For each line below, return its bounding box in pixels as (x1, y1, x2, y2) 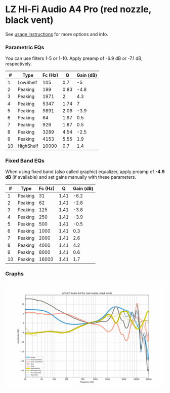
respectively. (5, 61, 32, 67)
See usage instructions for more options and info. (5, 31, 109, 37)
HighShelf (17, 143, 38, 149)
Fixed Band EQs (5, 157, 45, 164)
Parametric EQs (5, 44, 45, 51)
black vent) (5, 14, 54, 26)
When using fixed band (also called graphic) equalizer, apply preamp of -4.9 (5, 169, 165, 175)
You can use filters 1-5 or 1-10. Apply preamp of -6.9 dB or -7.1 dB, (5, 55, 143, 61)
